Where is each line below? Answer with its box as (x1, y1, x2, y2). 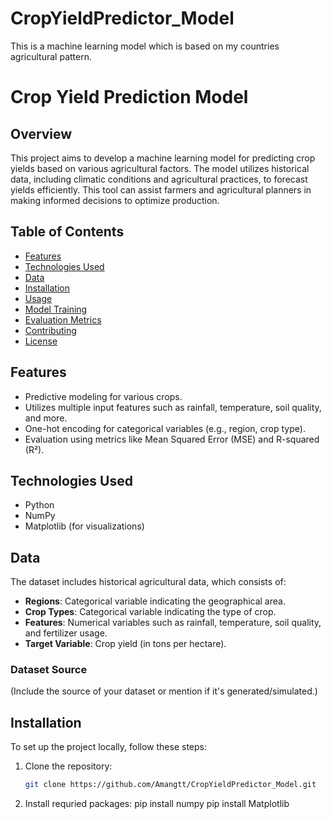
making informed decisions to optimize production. (10, 194, 220, 206)
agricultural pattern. (10, 50, 92, 62)
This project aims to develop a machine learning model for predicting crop (10, 152, 316, 164)
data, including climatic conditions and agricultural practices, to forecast (10, 173, 308, 185)
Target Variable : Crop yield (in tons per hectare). (24, 638, 227, 650)
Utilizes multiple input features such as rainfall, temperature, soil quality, (24, 401, 322, 413)
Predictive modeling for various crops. (24, 390, 183, 402)
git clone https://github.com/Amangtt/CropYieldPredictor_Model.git (24, 780, 317, 790)
